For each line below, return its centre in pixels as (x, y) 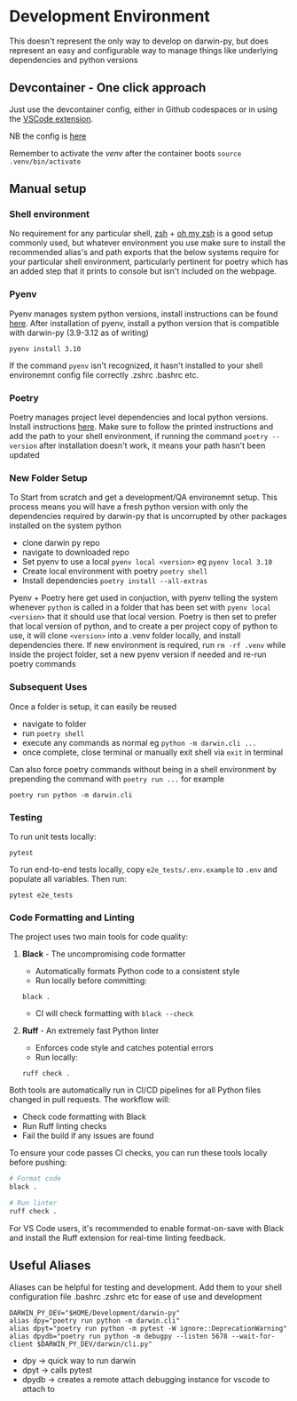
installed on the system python (65, 525)
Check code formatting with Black (84, 1117)
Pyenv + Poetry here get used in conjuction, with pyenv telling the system (144, 598)
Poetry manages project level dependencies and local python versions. (139, 417)
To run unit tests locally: (53, 837)
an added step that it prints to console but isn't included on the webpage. (143, 271)
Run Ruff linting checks (64, 1126)
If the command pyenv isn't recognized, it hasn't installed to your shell (136, 365)
